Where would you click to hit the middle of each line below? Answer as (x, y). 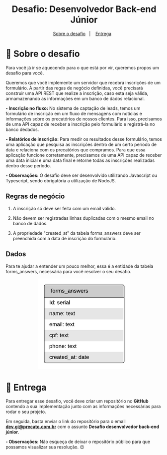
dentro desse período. (28, 165)
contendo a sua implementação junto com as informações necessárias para (83, 407)
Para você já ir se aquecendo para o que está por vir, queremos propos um (83, 67)
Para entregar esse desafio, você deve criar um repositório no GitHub (77, 401)
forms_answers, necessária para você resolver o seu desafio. (69, 271)
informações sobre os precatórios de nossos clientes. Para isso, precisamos (84, 119)
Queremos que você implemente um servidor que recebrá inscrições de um (83, 82)
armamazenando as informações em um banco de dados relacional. (75, 98)
